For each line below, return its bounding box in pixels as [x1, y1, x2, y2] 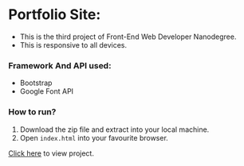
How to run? [8, 106, 57, 118]
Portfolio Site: [8, 6, 101, 24]
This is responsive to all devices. [19, 40, 128, 49]
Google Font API [19, 87, 74, 96]
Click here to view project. [8, 149, 94, 158]
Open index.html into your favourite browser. [19, 133, 169, 142]
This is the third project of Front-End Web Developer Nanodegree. [19, 32, 237, 41]
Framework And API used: [8, 60, 112, 71]
